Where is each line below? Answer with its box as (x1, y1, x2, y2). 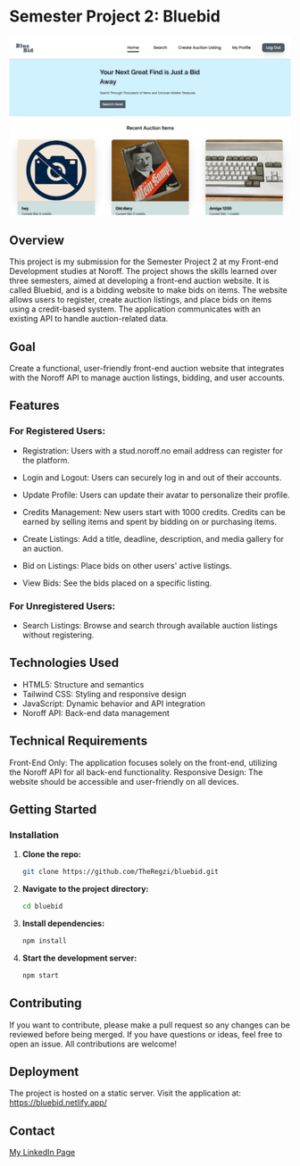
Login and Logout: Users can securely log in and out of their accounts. (21, 471, 282, 483)
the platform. (21, 454, 70, 465)
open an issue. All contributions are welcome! (9, 1038, 177, 1049)
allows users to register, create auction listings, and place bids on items (9, 295, 272, 305)
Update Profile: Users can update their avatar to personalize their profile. (21, 489, 290, 500)
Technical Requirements (9, 734, 148, 749)
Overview (9, 232, 65, 247)
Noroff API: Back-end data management (21, 707, 170, 718)
